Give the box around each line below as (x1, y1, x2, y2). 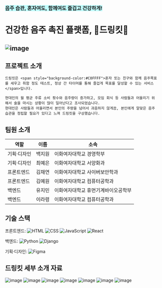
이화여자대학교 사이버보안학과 (54, 169, 118, 176)
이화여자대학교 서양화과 (54, 160, 105, 167)
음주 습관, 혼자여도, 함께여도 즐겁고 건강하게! (5, 4, 103, 11)
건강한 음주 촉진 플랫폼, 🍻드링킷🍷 (5, 25, 129, 35)
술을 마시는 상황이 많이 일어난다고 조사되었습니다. (14, 101, 100, 106)
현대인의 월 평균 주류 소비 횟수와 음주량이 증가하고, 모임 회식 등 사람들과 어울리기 (5, 96, 149, 101)
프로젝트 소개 (5, 62, 42, 70)
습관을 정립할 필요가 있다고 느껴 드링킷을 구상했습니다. (5, 111, 100, 116)
